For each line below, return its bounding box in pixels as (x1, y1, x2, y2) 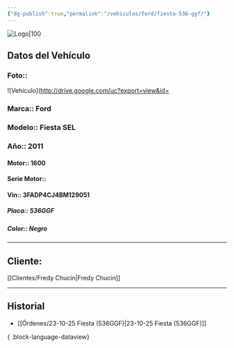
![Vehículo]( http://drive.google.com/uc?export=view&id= (7, 87, 169, 95)
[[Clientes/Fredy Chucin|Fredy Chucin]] (7, 274, 120, 282)
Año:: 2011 (7, 141, 44, 151)
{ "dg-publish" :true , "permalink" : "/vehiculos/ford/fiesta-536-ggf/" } (7, 10, 210, 17)
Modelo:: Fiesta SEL (7, 123, 76, 133)
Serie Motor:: (7, 175, 47, 183)
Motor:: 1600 (7, 159, 46, 167)
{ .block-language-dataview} (7, 333, 90, 341)
